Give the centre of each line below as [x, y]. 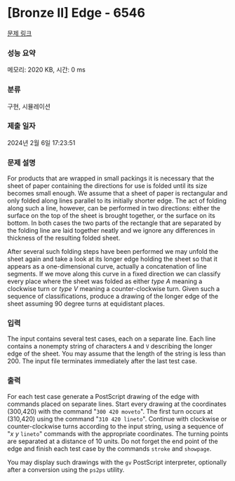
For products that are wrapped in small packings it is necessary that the [111, 178]
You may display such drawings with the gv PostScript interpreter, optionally [117, 462]
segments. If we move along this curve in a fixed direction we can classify [114, 274]
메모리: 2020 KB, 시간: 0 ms [46, 70]
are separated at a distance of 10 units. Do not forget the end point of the [113, 441]
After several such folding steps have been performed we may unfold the [113, 252]
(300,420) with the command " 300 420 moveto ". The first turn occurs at [110, 411]
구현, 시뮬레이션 [29, 106]
